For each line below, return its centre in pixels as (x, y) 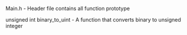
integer (14, 26)
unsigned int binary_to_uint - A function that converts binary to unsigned (93, 20)
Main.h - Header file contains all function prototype (68, 8)
